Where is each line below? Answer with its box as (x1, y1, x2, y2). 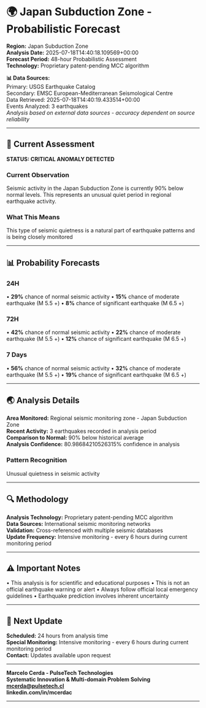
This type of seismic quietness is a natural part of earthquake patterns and (6, 227, 195, 234)
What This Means (6, 213, 60, 221)
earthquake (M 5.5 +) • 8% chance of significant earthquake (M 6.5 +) (6, 300, 185, 307)
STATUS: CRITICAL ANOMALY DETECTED (6, 155, 115, 162)
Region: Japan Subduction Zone (6, 42, 89, 50)
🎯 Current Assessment (6, 139, 95, 150)
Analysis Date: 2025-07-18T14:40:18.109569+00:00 (6, 48, 139, 56)
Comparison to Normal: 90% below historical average (6, 434, 144, 441)
